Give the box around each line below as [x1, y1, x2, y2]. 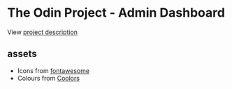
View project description [7, 28, 78, 36]
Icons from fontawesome [17, 66, 89, 74]
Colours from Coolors [17, 74, 80, 82]
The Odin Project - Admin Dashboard [7, 5, 226, 21]
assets [7, 48, 37, 60]
